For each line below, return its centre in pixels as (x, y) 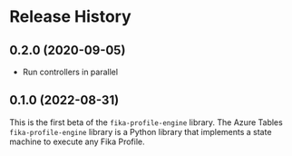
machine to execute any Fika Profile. (77, 141)
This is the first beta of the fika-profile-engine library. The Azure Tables (146, 122)
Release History (70, 17)
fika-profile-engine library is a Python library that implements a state (141, 132)
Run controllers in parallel (70, 72)
